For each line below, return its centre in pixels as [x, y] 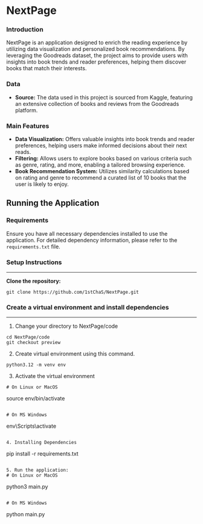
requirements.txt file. [33, 247]
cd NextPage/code [28, 337]
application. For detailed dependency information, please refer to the [92, 240]
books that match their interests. [47, 68]
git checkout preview [34, 343]
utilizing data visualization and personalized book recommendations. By [96, 49]
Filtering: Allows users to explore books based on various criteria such [103, 159]
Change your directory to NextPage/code [66, 326]
